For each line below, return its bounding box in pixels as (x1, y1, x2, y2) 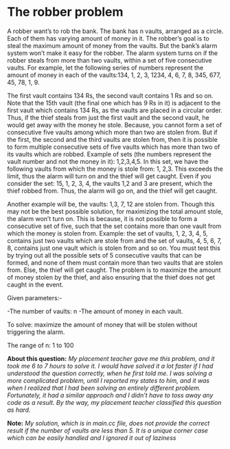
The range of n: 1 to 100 (7, 341, 74, 349)
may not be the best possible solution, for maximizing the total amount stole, (7, 207, 223, 216)
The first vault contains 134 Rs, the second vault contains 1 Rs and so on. (7, 91, 214, 100)
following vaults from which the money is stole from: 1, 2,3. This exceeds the (7, 165, 223, 173)
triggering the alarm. (7, 328, 65, 336)
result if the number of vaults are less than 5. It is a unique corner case (7, 426, 208, 435)
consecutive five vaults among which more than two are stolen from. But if (7, 128, 218, 136)
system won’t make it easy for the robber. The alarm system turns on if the (7, 49, 218, 57)
